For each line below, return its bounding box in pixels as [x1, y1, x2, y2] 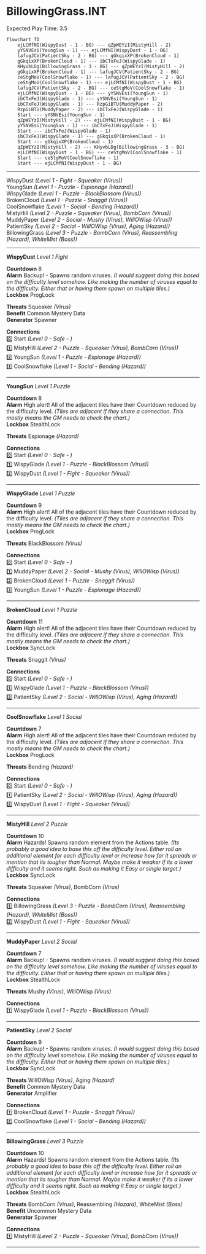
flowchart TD [6, 36, 40, 42]
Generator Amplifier [6, 1089, 58, 1097]
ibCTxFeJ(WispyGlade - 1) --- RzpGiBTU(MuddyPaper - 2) [17, 101, 164, 107]
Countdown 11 [6, 617, 43, 625]
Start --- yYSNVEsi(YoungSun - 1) [17, 112, 105, 118]
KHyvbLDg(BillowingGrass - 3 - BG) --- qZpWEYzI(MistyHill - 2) [17, 63, 185, 69]
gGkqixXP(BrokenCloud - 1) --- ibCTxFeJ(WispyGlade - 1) [17, 58, 166, 64]
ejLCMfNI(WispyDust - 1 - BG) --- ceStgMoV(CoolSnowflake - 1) [17, 149, 183, 155]
